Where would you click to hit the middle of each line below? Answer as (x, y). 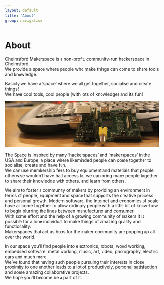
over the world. (20, 237)
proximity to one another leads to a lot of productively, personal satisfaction (81, 267)
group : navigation (24, 20)
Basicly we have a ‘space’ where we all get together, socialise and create (78, 84)
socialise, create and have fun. (36, 165)
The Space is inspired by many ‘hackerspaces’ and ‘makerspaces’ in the (78, 155)
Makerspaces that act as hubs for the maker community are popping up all (80, 231)
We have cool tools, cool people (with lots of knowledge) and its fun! (74, 94)
